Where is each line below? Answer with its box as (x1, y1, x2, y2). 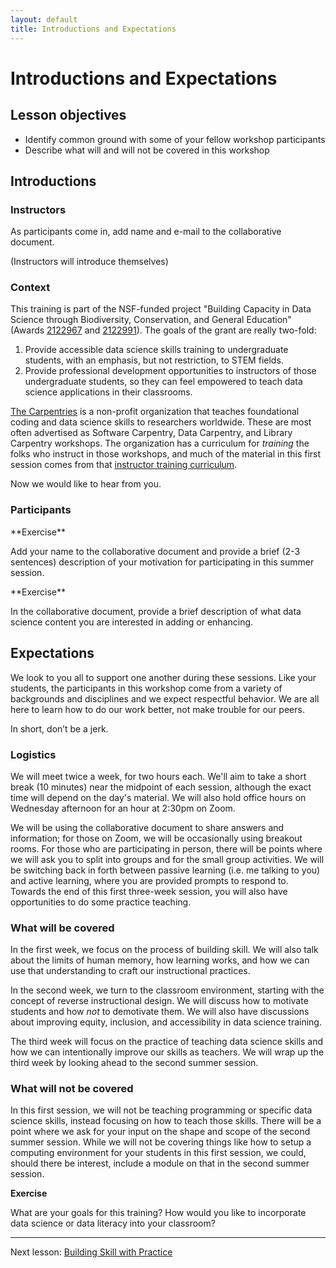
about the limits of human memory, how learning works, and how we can (10, 954, 310, 966)
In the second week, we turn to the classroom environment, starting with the (10, 984, 325, 996)
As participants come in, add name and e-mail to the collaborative (10, 226, 282, 238)
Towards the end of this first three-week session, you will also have (10, 885, 288, 897)
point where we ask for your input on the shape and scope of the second (10, 1126, 311, 1138)
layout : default (10, 14, 78, 25)
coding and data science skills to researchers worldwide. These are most (10, 416, 312, 428)
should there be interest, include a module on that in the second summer (10, 1157, 310, 1170)
